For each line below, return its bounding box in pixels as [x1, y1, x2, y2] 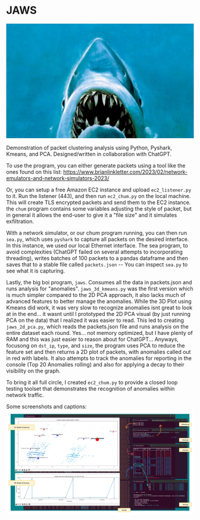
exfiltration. [6, 218, 35, 225]
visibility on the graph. [6, 367, 61, 374]
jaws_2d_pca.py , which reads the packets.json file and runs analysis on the [6, 322, 189, 330]
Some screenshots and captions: [6, 403, 87, 410]
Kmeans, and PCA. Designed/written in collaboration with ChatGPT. [6, 150, 171, 158]
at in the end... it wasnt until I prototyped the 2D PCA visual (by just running [6, 310, 191, 317]
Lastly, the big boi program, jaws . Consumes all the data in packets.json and [6, 278, 192, 286]
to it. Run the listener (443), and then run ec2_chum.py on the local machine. [6, 192, 191, 199]
